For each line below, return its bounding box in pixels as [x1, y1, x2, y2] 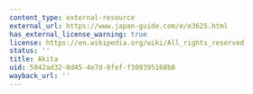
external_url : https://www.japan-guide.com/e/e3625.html [9, 21, 229, 30]
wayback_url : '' [9, 72, 70, 81]
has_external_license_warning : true [9, 30, 147, 38]
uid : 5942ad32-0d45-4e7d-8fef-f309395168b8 [9, 64, 176, 73]
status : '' [9, 47, 51, 56]
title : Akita [9, 55, 59, 64]
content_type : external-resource [9, 13, 136, 22]
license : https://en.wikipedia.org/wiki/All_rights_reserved [9, 38, 245, 47]
